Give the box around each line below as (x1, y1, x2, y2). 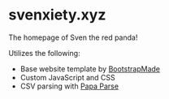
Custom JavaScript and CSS (19, 72, 115, 82)
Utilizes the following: (8, 48, 80, 58)
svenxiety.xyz (8, 6, 106, 24)
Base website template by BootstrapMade (19, 63, 161, 74)
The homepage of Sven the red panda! (8, 32, 138, 42)
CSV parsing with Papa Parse (19, 81, 119, 91)
